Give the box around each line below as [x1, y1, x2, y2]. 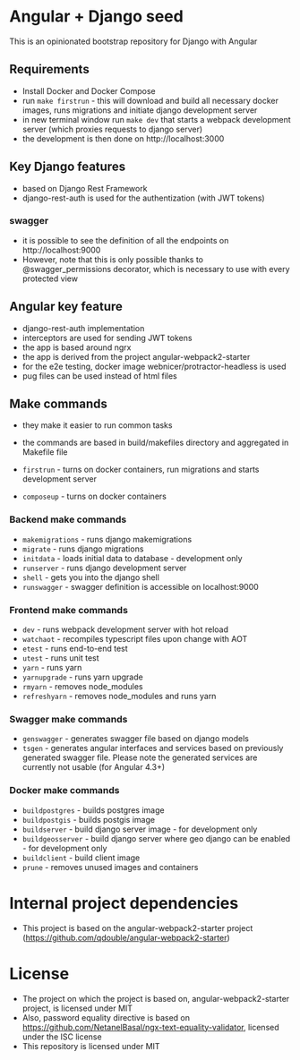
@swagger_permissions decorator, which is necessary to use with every [21, 263, 290, 274]
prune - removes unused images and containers [21, 861, 199, 872]
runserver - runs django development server [21, 562, 187, 573]
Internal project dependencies [9, 893, 239, 913]
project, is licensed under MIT [21, 1003, 133, 1013]
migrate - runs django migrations [21, 543, 144, 554]
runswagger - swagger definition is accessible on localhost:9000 [21, 581, 260, 592]
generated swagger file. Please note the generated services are [21, 752, 258, 763]
